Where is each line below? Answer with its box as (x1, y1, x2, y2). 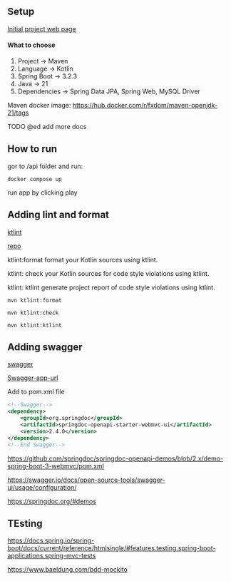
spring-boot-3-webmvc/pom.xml (7, 461, 105, 470)
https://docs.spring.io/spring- (7, 536, 95, 545)
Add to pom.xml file (7, 388, 66, 396)
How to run (7, 143, 58, 155)
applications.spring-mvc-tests (7, 552, 96, 560)
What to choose (7, 41, 56, 49)
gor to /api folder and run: (7, 162, 83, 170)
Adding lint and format (7, 209, 109, 221)
